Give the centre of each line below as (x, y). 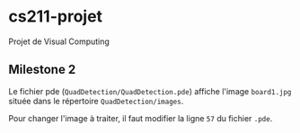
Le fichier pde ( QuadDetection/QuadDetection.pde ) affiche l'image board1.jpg (150, 91)
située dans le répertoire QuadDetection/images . (96, 101)
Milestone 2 (42, 70)
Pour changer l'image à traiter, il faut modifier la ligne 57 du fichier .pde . (141, 118)
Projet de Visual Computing (59, 41)
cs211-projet (56, 17)
